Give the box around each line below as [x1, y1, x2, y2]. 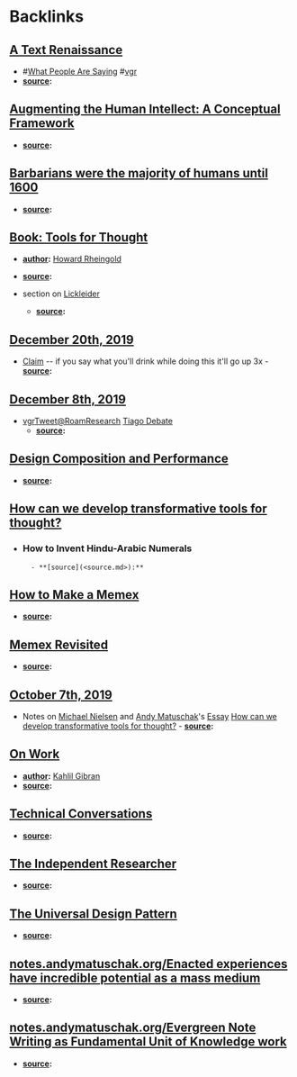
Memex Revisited [9, 637, 109, 652]
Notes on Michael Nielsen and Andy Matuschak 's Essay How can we [22, 711, 277, 721]
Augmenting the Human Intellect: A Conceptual [9, 102, 281, 117]
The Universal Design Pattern [9, 906, 177, 921]
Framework [9, 115, 75, 131]
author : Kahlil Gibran [22, 770, 101, 781]
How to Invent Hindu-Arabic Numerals [22, 542, 193, 555]
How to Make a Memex [9, 587, 139, 602]
